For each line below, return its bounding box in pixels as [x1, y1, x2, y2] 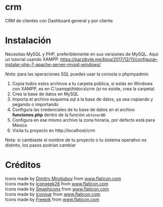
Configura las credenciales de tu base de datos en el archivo [12, 106, 135, 112]
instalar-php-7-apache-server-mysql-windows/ [5, 61, 101, 67]
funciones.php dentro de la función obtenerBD [12, 112, 106, 118]
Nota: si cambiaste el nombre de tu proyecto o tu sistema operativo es [5, 137, 147, 143]
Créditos [5, 159, 41, 171]
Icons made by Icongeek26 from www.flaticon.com [5, 181, 109, 186]
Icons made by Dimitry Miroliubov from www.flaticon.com [5, 176, 121, 181]
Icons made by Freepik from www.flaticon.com [5, 196, 99, 202]
